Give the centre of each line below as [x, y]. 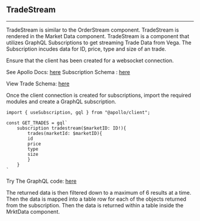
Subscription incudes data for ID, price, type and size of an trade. [86, 49]
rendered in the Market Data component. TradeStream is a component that [98, 36]
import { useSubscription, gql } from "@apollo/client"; [78, 112]
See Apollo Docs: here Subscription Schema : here [68, 72]
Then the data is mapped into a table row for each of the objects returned [96, 199]
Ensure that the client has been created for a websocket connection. [90, 60]
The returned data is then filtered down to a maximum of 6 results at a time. [99, 192]
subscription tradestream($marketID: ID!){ [72, 128]
